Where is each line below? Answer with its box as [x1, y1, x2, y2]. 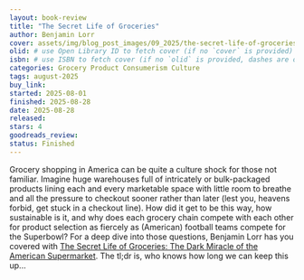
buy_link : [9, 80, 47, 89]
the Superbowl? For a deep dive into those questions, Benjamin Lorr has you [9, 231, 294, 242]
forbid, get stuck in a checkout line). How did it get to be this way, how [9, 202, 272, 213]
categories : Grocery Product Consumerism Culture [9, 64, 201, 73]
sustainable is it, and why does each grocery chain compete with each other [9, 211, 294, 222]
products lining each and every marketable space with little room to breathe [9, 182, 292, 194]
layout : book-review [9, 13, 88, 23]
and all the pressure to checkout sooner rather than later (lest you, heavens [9, 192, 290, 203]
